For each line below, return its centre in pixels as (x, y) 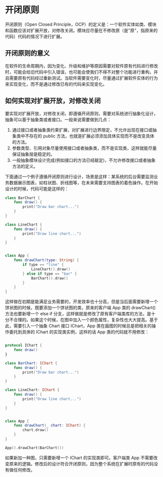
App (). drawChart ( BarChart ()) (34, 448)
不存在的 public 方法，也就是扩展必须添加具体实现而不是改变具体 (90, 136)
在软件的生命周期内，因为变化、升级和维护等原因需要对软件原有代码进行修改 (81, 66)
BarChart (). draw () (49, 278)
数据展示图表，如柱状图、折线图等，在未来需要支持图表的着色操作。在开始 (83, 182)
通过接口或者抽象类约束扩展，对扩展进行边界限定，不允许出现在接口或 (82, 130)
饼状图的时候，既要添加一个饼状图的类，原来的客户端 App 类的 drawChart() (81, 308)
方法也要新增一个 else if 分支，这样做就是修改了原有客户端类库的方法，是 (78, 314)
